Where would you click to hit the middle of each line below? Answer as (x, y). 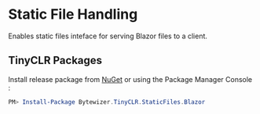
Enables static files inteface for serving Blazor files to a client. (108, 36)
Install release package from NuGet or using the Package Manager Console (130, 79)
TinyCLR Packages (55, 61)
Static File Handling (73, 14)
